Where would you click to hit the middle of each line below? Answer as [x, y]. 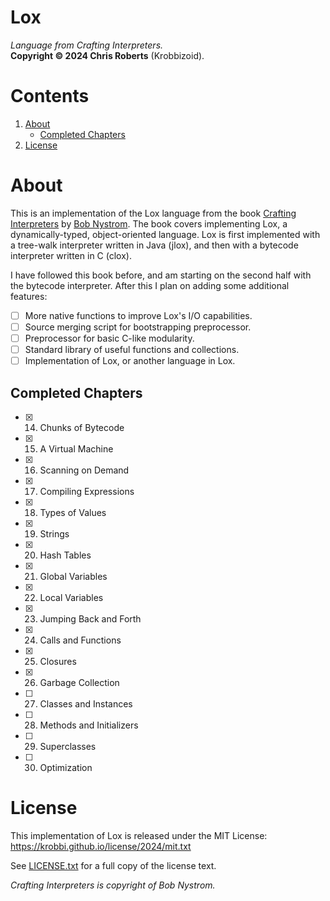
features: [29, 296]
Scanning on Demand [84, 470]
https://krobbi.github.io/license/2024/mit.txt [101, 846]
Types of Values [73, 512]
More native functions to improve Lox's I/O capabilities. [138, 315]
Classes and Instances [86, 703]
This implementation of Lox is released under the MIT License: [139, 835]
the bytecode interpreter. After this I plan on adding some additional [150, 285]
